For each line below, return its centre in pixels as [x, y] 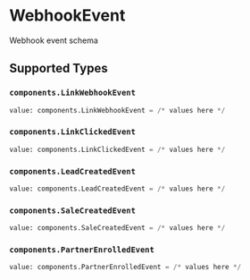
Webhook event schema [54, 40]
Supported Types [59, 68]
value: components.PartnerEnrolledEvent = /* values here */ [125, 267]
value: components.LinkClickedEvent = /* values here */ [117, 149]
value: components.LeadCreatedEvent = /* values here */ [117, 189]
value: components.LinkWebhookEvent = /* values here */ [117, 110]
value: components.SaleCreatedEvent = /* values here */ [117, 228]
